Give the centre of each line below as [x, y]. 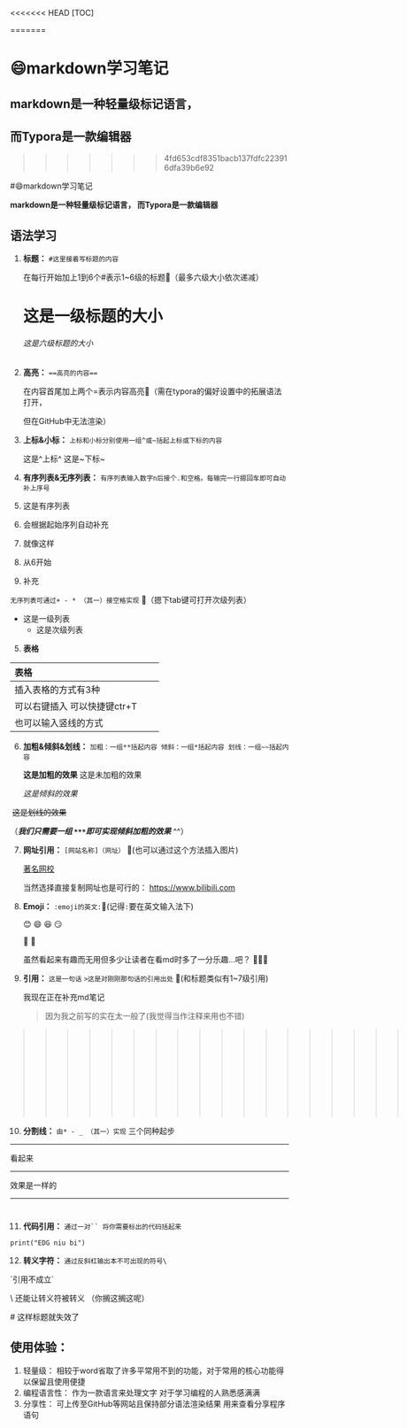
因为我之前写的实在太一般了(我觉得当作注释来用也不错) [145, 1015]
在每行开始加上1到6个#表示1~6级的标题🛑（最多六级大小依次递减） [143, 277]
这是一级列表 [46, 618]
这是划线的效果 [39, 812]
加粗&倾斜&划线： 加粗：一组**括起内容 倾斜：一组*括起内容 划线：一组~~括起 [152, 746]
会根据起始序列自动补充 [65, 524]
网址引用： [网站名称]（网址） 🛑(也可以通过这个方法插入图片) [131, 850]
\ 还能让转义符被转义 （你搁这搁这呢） [80, 1298]
